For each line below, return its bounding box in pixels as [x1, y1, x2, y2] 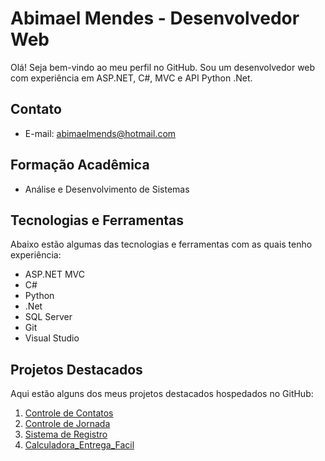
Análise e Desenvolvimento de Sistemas [24, 183, 190, 195]
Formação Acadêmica [10, 157, 150, 174]
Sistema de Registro [24, 428, 108, 441]
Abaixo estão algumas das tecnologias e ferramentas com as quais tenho [10, 238, 313, 251]
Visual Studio [24, 332, 80, 344]
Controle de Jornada [24, 418, 111, 430]
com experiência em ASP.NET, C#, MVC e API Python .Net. [10, 72, 253, 84]
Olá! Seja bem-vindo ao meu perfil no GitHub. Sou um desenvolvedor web [10, 61, 316, 73]
